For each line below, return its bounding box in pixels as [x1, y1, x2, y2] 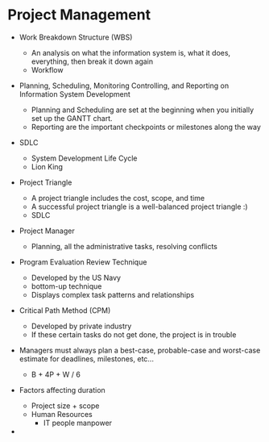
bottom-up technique [31, 281, 102, 291]
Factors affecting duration [19, 385, 106, 394]
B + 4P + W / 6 [31, 369, 81, 379]
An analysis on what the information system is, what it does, [31, 48, 231, 57]
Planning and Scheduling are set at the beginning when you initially [31, 105, 255, 115]
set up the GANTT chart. [31, 113, 113, 123]
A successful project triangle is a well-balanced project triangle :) [31, 202, 248, 211]
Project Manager [19, 226, 75, 236]
